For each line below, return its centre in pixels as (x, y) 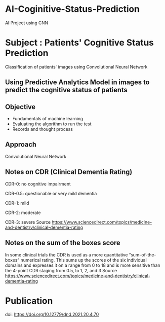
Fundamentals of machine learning (47, 119)
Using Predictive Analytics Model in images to (77, 82)
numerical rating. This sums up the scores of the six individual (83, 260)
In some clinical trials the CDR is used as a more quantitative (67, 254)
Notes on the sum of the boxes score (63, 243)
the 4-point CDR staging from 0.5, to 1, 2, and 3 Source (61, 270)
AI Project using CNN (27, 23)
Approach (21, 145)
